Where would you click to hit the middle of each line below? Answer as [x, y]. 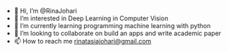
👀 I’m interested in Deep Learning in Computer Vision [91, 18]
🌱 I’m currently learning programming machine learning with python [112, 26]
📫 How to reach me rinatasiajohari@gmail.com [83, 41]
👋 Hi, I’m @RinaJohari [46, 11]
